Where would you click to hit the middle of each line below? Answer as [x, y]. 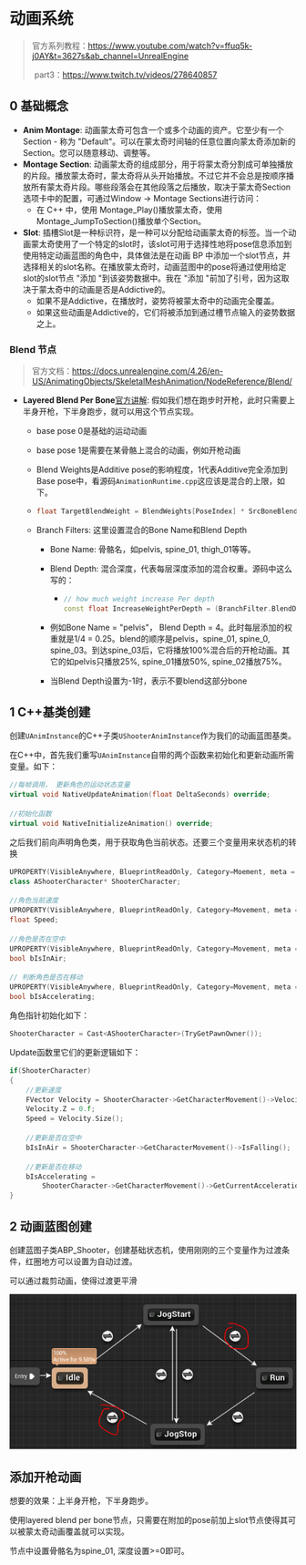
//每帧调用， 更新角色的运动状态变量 [70, 785]
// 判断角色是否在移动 [46, 978]
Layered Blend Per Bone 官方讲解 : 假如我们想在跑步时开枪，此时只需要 [155, 400]
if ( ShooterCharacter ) [51, 1071]
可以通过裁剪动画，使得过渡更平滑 [73, 1281]
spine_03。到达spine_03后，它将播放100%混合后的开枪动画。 [166, 650]
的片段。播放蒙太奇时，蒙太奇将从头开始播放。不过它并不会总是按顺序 [154, 175]
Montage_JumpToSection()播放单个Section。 [121, 221]
